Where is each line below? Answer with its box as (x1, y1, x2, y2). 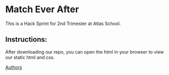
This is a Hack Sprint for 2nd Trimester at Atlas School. (5, 20, 121, 27)
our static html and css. (5, 54, 55, 60)
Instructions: (5, 35, 48, 44)
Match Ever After (5, 4, 79, 15)
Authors (5, 64, 22, 70)
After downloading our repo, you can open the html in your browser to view (5, 48, 164, 55)
